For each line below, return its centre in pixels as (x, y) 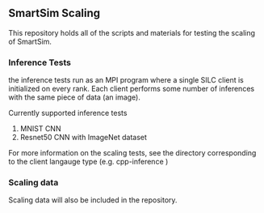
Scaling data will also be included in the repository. (93, 200)
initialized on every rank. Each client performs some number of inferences (132, 89)
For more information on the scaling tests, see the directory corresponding (132, 153)
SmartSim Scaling (54, 13)
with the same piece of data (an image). (75, 97)
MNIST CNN (40, 129)
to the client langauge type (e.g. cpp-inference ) (88, 162)
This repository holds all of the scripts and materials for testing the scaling (132, 32)
